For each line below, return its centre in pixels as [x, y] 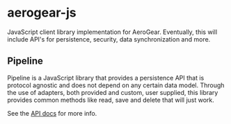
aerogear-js [42, 13]
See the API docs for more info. [52, 113]
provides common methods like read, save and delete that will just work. [111, 100]
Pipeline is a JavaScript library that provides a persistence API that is [106, 78]
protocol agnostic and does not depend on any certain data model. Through [116, 85]
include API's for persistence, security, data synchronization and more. [109, 39]
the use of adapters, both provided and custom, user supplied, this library [113, 92]
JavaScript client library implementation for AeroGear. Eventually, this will [112, 32]
